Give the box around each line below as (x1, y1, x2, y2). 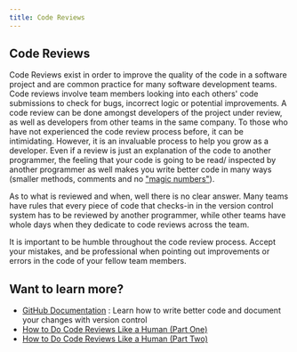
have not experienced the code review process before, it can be (9, 127, 245, 137)
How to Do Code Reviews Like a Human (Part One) (21, 324, 208, 335)
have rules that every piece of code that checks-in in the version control (9, 201, 274, 211)
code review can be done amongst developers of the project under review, (9, 108, 283, 119)
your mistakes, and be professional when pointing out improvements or (9, 246, 270, 257)
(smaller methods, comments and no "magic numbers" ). (9, 174, 215, 184)
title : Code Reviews (9, 12, 86, 22)
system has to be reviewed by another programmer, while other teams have (9, 210, 286, 221)
